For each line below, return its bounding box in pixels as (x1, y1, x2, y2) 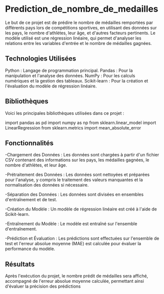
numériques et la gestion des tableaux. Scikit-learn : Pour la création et (5, 78, 148, 84)
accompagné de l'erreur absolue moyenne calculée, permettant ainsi (5, 278, 144, 284)
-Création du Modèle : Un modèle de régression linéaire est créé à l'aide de (5, 206, 157, 212)
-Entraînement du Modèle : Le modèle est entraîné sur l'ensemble (5, 221, 138, 227)
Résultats (5, 260, 35, 268)
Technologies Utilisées (5, 55, 76, 63)
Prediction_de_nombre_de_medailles (5, 3, 159, 15)
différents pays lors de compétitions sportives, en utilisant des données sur (5, 24, 157, 30)
